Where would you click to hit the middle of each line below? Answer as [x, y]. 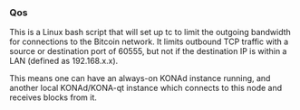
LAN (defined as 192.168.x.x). [64, 61]
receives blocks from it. [53, 97]
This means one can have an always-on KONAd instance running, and [140, 78]
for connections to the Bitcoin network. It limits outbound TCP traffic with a [149, 41]
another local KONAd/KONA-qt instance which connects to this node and [146, 88]
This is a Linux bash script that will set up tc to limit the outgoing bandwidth [150, 32]
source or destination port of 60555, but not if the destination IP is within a [148, 51]
